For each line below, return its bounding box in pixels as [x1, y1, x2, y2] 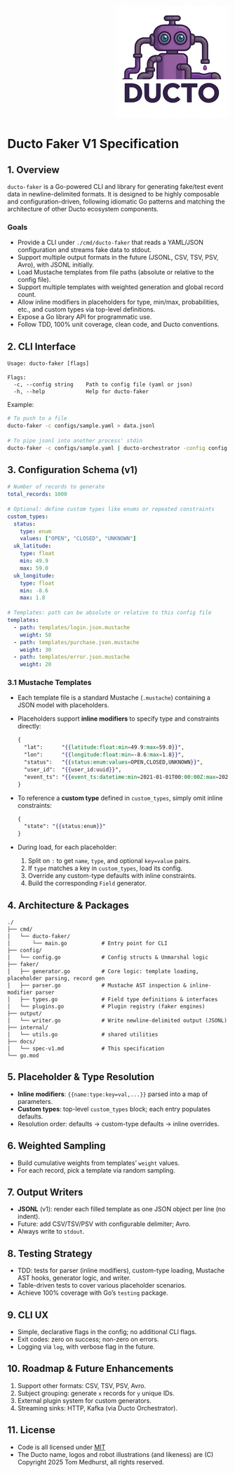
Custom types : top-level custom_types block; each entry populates [17, 1105, 211, 1113]
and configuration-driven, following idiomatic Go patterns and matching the [7, 197, 226, 206]
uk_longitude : [13, 572, 55, 579]
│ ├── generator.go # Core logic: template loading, [7, 968, 199, 975]
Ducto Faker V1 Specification [7, 136, 180, 152]
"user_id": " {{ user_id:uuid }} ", [24, 766, 122, 773]
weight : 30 [20, 646, 52, 653]
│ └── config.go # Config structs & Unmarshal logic [7, 954, 209, 961]
